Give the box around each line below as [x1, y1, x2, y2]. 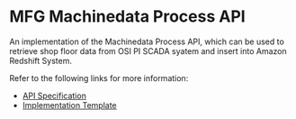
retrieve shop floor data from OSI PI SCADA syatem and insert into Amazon [9, 45, 287, 56]
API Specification [22, 90, 87, 101]
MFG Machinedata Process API [9, 6, 246, 27]
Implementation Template [22, 99, 117, 110]
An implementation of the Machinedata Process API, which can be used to [9, 36, 285, 47]
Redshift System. [9, 55, 72, 66]
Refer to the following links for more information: [9, 72, 189, 83]
